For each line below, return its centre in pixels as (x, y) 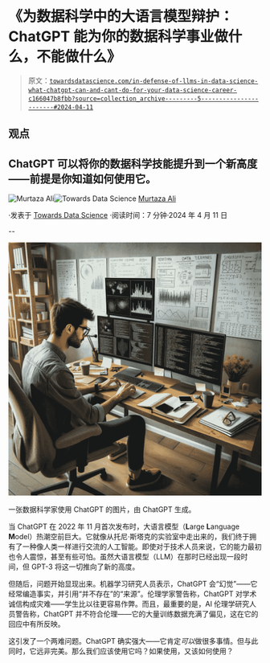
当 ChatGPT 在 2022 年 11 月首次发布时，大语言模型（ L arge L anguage (124, 526)
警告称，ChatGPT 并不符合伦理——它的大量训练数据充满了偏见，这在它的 (137, 614)
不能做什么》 (79, 57)
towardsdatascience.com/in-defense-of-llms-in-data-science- (154, 81)
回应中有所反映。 (37, 624)
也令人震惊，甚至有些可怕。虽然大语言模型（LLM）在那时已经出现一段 (125, 557)
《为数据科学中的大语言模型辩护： (121, 16)
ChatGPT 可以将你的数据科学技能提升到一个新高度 (133, 164)
